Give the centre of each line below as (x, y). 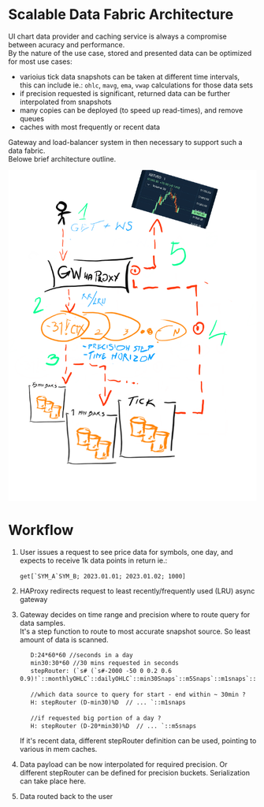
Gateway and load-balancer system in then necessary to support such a (125, 142)
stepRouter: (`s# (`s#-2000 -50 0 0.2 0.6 (101, 671)
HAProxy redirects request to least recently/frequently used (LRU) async (137, 591)
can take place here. (53, 781)
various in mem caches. (58, 749)
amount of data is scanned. (64, 639)
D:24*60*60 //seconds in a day (82, 655)
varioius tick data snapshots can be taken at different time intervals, (130, 76)
